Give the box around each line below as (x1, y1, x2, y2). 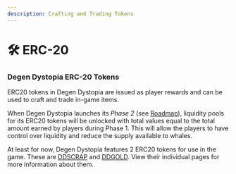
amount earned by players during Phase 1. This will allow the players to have (7, 124, 229, 132)
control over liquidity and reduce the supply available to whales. (7, 132, 192, 140)
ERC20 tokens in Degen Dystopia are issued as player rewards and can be (7, 88, 223, 97)
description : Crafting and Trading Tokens (7, 10, 134, 18)
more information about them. (7, 160, 94, 169)
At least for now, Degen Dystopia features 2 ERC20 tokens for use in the (7, 145, 217, 154)
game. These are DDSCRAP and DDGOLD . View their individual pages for (7, 153, 220, 161)
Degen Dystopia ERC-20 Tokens (7, 72, 120, 82)
